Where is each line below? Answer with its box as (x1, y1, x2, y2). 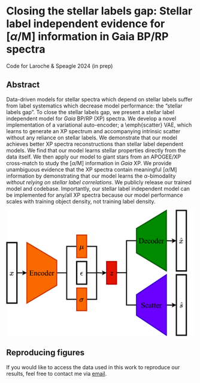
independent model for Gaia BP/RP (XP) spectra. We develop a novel (6, 115, 177, 122)
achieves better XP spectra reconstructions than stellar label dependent (6, 140, 184, 148)
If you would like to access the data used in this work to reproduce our (6, 363, 180, 370)
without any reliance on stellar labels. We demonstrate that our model (6, 134, 178, 141)
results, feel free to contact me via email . (6, 370, 107, 377)
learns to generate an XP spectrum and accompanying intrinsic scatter (6, 127, 181, 134)
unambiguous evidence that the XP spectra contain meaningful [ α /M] (6, 166, 177, 173)
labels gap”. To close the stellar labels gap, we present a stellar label (6, 108, 175, 115)
